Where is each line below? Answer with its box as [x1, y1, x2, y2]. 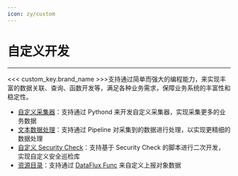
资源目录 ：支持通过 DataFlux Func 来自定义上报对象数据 [17, 160, 182, 169]
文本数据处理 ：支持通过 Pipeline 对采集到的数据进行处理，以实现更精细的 [17, 125, 231, 133]
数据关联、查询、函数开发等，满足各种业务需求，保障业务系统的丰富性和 [19, 83, 231, 92]
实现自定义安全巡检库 [17, 152, 80, 160]
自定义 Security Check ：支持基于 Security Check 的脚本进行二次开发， [17, 143, 225, 151]
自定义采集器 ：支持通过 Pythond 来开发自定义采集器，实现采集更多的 [17, 107, 220, 116]
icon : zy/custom [7, 10, 55, 18]
